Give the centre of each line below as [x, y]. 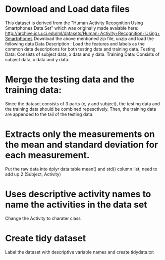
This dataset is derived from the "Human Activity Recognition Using [74, 23]
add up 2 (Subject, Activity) [33, 174]
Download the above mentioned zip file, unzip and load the [94, 39]
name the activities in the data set [76, 205]
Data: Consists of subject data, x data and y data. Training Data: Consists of [82, 54]
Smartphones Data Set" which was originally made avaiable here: [72, 28]
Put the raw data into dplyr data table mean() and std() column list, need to [81, 169]
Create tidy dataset [46, 238]
